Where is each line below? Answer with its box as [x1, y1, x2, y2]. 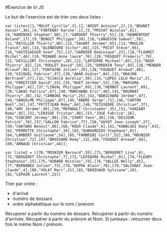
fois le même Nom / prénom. [5, 222, 64, 227]
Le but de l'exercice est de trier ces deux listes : [5, 14, 103, 19]
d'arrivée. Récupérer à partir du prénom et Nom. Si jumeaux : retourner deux [5, 216, 162, 222]
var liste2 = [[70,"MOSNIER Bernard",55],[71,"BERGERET [5, 150, 123, 155]
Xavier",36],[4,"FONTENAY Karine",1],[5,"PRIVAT [5, 28, 108, 33]
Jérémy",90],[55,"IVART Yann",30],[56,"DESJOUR [34, 115, 135, 120]
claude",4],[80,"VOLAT [5, 168, 52, 173]
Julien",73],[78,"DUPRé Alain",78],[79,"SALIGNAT [36, 163, 141, 168]
